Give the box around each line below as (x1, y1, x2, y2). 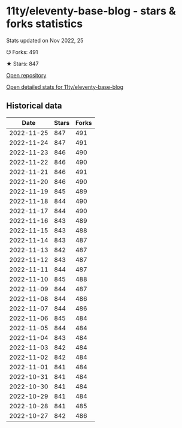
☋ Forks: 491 (6, 48, 38, 55)
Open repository (6, 71, 47, 79)
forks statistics (6, 17, 83, 31)
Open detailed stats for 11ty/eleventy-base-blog (6, 83, 124, 91)
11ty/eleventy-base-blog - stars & (6, 4, 177, 18)
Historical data (6, 101, 62, 111)
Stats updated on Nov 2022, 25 (6, 37, 84, 44)
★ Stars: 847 (6, 60, 39, 67)
